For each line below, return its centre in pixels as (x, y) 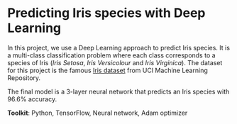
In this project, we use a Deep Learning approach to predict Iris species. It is (119, 47)
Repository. (24, 78)
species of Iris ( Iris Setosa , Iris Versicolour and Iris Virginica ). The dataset (115, 62)
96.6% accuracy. (32, 99)
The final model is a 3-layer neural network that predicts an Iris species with (118, 91)
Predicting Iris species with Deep (106, 13)
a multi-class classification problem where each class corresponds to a (111, 55)
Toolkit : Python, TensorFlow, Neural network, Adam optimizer (98, 113)
